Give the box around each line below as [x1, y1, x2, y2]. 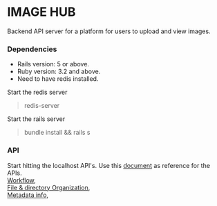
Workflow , [7, 176, 36, 184]
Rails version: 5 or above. [17, 60, 90, 68]
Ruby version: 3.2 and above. [17, 67, 101, 76]
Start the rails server [7, 115, 66, 123]
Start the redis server [7, 88, 68, 97]
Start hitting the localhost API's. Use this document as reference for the [7, 161, 211, 169]
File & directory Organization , [7, 183, 91, 191]
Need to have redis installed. [17, 75, 99, 83]
